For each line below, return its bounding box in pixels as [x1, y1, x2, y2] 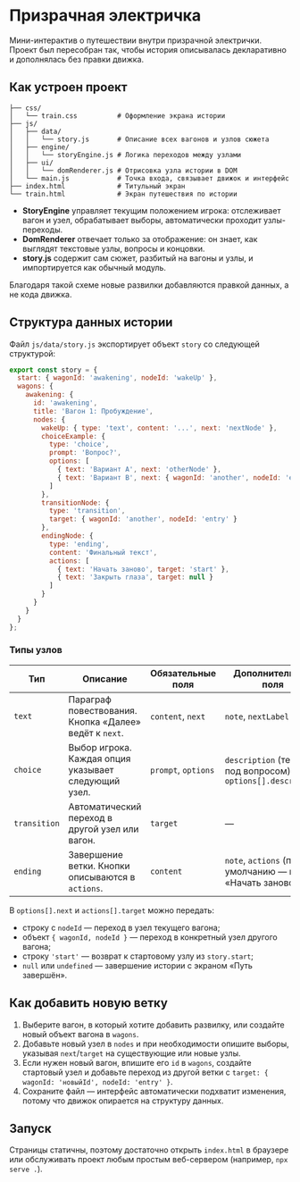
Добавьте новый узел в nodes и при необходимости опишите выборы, [21, 1038, 289, 1049]
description [224, 755, 276, 765]
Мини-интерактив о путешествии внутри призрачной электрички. [9, 35, 262, 46]
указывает [68, 763, 114, 775]
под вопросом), [224, 765, 294, 777]
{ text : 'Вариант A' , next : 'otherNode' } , [56, 465, 221, 474]
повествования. [68, 704, 137, 717]
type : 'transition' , [48, 507, 126, 516]
